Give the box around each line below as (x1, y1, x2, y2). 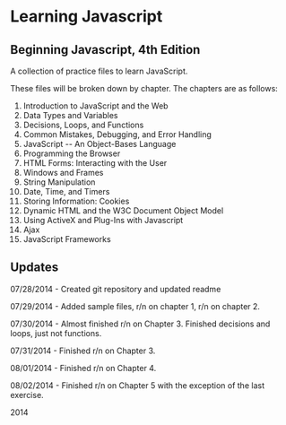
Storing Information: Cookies (22, 195, 130, 206)
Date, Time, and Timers (22, 186, 110, 196)
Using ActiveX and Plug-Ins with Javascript (22, 215, 184, 225)
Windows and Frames (22, 168, 104, 178)
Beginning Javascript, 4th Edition (10, 42, 201, 57)
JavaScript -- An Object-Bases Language (22, 139, 177, 149)
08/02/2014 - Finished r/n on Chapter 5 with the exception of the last (10, 379, 265, 391)
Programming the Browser (22, 148, 121, 159)
